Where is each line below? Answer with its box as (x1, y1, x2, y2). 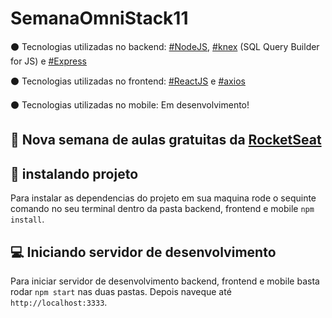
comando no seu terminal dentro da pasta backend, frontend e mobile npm (10, 203, 315, 215)
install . (10, 213, 45, 226)
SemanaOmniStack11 (10, 7, 189, 30)
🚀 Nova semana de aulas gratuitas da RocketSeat (10, 132, 322, 149)
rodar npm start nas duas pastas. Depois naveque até (10, 285, 232, 297)
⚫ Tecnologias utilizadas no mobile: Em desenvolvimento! (10, 98, 250, 111)
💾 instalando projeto (10, 165, 139, 182)
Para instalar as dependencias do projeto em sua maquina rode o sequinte (10, 192, 317, 204)
